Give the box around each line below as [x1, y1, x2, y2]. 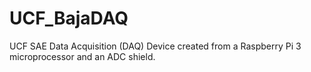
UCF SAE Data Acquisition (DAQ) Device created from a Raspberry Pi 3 [9, 40, 302, 52]
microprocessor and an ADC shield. [9, 50, 156, 62]
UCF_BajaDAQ [9, 7, 129, 30]
